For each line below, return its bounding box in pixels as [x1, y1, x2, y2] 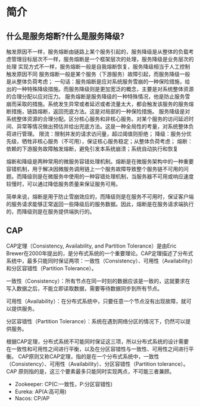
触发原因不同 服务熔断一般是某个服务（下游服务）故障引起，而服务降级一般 [6, 71, 190, 78]
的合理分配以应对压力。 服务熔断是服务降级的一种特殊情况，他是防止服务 [6, 93, 185, 100]
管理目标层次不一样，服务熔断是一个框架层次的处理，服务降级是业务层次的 [11, 56, 194, 63]
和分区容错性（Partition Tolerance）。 [6, 264, 97, 272]
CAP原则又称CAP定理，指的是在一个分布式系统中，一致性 [17, 353, 160, 360]
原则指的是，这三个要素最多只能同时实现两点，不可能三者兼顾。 [18, 368, 175, 375]
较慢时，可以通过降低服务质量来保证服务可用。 [6, 180, 121, 187]
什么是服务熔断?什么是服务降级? [6, 31, 125, 41]
